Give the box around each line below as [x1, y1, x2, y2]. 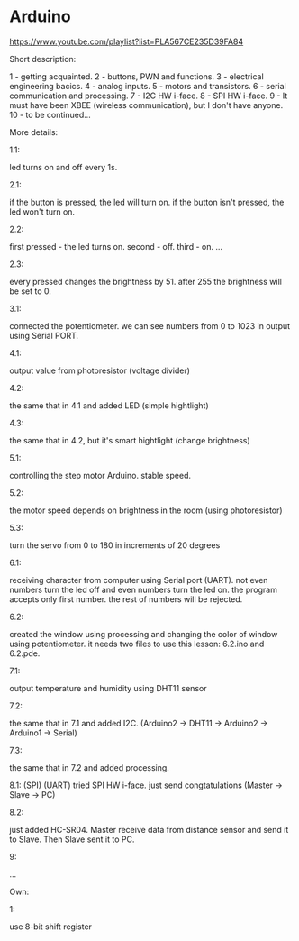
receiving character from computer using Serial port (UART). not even [9, 574, 268, 585]
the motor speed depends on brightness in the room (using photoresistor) [9, 505, 283, 516]
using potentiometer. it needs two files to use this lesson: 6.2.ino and [9, 638, 265, 649]
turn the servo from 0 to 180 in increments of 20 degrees [9, 539, 221, 551]
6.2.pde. [9, 647, 41, 659]
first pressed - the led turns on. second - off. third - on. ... [9, 241, 223, 251]
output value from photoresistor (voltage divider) [9, 365, 191, 376]
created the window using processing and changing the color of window [9, 628, 278, 639]
